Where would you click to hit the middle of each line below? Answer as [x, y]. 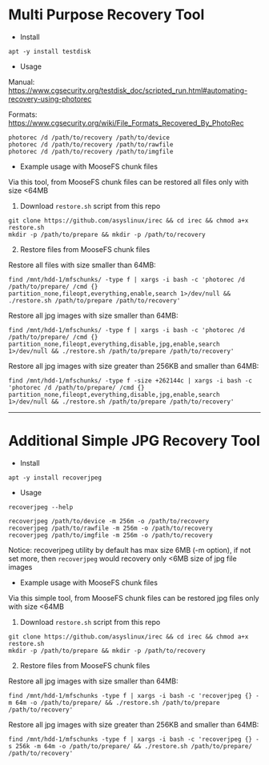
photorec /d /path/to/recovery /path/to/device [89, 138]
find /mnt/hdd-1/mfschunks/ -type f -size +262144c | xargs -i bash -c [130, 380]
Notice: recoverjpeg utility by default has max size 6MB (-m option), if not [130, 550]
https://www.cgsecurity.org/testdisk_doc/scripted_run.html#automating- [128, 90]
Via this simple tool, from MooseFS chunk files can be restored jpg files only [134, 598]
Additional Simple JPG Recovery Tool [134, 441]
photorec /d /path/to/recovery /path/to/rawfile [91, 144]
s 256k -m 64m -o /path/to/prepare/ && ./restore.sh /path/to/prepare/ [130, 746]
